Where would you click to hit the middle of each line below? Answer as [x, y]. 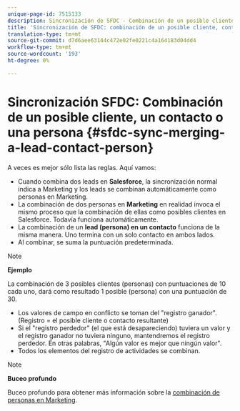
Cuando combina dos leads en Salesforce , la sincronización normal [117, 181]
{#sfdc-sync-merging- [156, 132]
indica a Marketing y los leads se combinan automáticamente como [117, 189]
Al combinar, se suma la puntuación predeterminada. [95, 242]
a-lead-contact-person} [81, 148]
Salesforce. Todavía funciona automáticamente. [88, 219]
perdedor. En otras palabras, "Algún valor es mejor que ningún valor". [120, 343]
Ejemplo [20, 269]
